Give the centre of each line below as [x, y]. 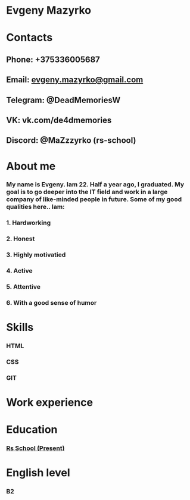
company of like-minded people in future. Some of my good [94, 199]
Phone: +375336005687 [53, 59]
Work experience [50, 403]
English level [38, 473]
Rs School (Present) [35, 448]
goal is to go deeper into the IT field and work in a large [87, 192]
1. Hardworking [29, 223]
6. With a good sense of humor [52, 302]
